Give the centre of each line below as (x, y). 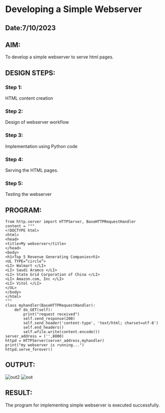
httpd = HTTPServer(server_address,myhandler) (55, 341)
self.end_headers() (44, 328)
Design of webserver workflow (37, 122)
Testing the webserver (28, 194)
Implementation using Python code (42, 146)
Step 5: (14, 183)
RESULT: (19, 393)
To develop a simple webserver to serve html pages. (60, 57)
